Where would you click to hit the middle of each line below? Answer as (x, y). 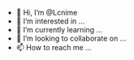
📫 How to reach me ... (54, 47)
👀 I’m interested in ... (50, 21)
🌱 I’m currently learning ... (59, 30)
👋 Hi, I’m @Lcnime (47, 13)
